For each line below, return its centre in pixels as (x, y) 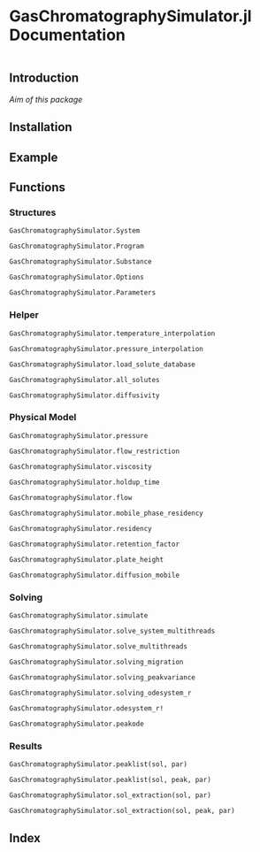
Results (26, 747)
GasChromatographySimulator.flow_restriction (94, 451)
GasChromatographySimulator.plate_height (87, 559)
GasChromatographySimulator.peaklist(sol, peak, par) (111, 780)
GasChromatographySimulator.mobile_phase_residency (106, 513)
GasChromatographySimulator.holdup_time (85, 482)
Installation (41, 127)
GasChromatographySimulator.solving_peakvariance (103, 678)
